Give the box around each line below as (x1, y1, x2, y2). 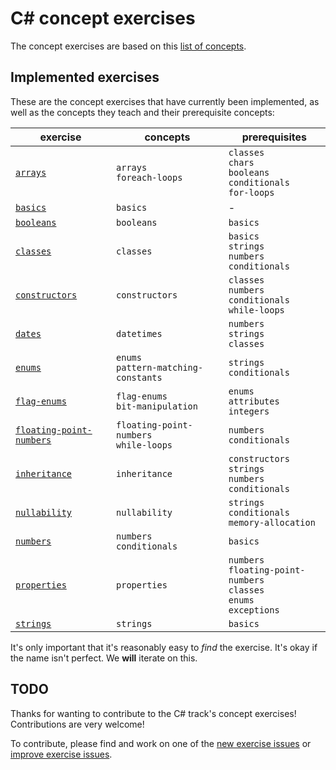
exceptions (228, 604, 280, 616)
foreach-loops (116, 172, 183, 183)
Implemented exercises (10, 69, 160, 86)
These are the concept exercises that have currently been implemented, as (10, 95, 320, 107)
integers (228, 405, 270, 417)
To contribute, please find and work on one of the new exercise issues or (10, 737, 312, 749)
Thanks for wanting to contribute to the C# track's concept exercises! (10, 707, 297, 719)
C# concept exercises (10, 7, 196, 30)
